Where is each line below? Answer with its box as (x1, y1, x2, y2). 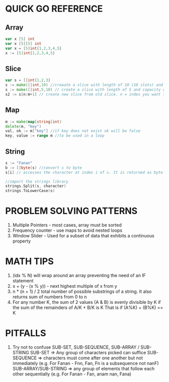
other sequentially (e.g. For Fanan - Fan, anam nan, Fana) (12, 371, 132, 377)
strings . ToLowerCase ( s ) (5, 188, 55, 194)
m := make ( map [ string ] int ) (5, 119, 62, 124)
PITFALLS (5, 328, 46, 339)
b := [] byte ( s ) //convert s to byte (5, 165, 82, 170)
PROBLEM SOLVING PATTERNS (5, 205, 138, 217)
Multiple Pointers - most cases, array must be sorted (12, 222, 122, 228)
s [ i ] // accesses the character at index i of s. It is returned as (5, 170, 152, 175)
